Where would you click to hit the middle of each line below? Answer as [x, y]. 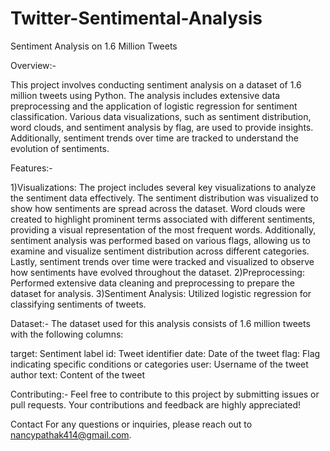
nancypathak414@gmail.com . [71, 434]
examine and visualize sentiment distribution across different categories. [160, 251]
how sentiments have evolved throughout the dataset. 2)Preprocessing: [157, 272]
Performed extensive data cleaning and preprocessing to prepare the [152, 283]
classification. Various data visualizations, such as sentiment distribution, [161, 116]
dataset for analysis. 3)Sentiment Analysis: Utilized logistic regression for [161, 293]
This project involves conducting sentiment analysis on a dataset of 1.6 [156, 84]
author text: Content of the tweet [78, 374]
